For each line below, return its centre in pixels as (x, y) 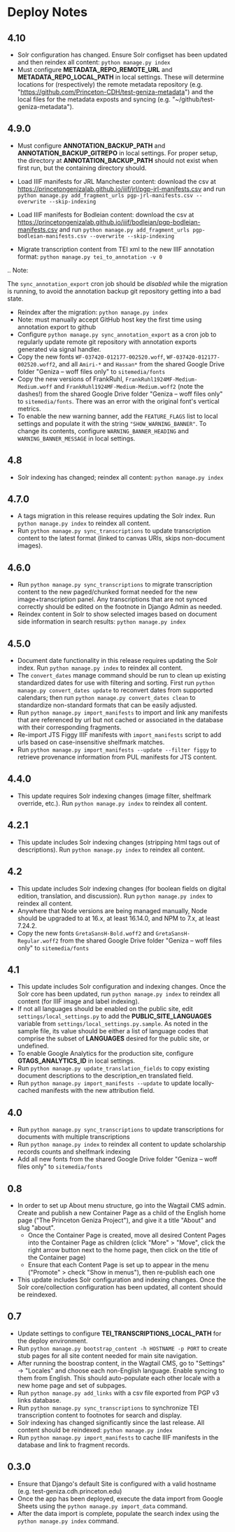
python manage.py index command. (68, 1521)
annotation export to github (57, 327)
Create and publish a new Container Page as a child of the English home (121, 1212)
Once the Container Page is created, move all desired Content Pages (127, 1235)
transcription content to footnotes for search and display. (99, 1415)
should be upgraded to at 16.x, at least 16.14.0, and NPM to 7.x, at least (119, 918)
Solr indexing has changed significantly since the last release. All (111, 1422)
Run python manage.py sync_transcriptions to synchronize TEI (108, 1408)
